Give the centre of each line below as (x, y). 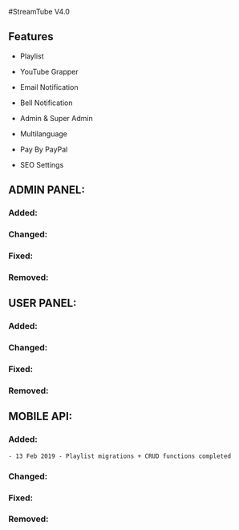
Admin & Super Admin (57, 118)
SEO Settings (42, 164)
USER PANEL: (43, 303)
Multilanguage (44, 134)
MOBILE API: (41, 417)
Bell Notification (46, 103)
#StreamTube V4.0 (39, 12)
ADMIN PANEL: (47, 190)
